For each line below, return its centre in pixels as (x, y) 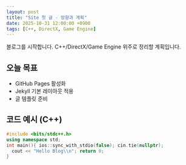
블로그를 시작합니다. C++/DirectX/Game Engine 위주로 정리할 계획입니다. (94, 47)
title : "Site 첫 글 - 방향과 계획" (47, 18)
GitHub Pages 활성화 (40, 84)
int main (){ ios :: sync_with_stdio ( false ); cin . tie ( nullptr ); (85, 145)
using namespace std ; (34, 140)
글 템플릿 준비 (31, 99)
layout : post (23, 12)
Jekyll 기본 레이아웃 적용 (44, 91)
